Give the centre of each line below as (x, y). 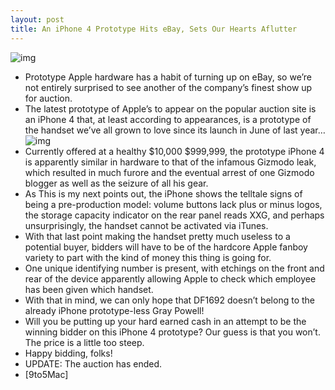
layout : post (37, 19)
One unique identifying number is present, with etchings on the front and (174, 268)
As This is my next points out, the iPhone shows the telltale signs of (163, 193)
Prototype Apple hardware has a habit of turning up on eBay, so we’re (168, 77)
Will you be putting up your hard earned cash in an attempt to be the (165, 321)
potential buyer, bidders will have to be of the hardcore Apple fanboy (166, 247)
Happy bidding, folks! (68, 353)
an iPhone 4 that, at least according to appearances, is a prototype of (168, 119)
